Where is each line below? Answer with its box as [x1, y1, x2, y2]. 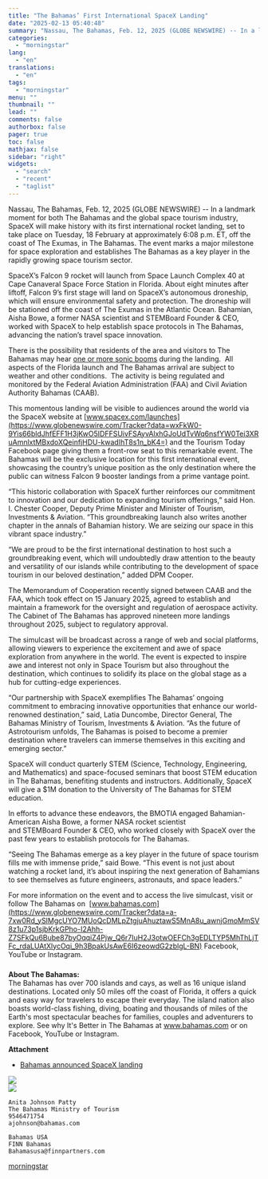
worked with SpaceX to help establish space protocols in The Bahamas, [8, 321, 244, 331]
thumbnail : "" [8, 101, 56, 109]
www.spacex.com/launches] [86, 412, 180, 421]
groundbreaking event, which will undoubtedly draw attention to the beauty [8, 552, 256, 563]
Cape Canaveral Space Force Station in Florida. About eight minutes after [8, 279, 249, 288]
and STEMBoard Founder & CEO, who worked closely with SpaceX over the [8, 825, 256, 835]
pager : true [8, 130, 48, 138]
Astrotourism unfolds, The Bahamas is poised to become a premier [8, 726, 228, 736]
